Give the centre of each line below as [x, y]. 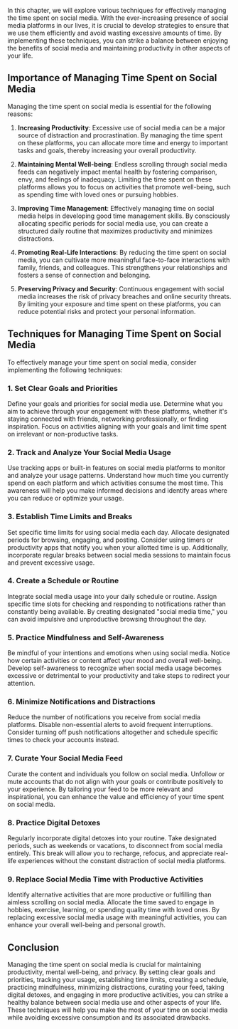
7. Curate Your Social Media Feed [65, 758]
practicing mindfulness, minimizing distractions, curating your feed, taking [116, 987]
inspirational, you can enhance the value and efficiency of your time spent [116, 796]
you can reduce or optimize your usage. [66, 498]
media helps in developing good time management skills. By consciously [124, 216]
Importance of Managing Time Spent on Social [112, 78]
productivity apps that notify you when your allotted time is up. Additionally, [118, 547]
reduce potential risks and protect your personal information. [107, 311]
